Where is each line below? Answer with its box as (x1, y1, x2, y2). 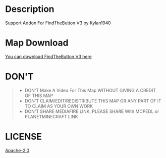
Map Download (5, 37, 68, 49)
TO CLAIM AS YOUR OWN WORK (24, 103, 93, 109)
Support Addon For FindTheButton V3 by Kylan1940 (5, 20, 111, 26)
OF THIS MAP (24, 93, 53, 99)
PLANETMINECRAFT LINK (24, 113, 78, 119)
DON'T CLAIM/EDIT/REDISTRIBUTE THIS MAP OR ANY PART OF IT (24, 98, 162, 104)
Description (5, 3, 55, 15)
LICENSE (5, 131, 42, 142)
